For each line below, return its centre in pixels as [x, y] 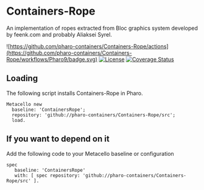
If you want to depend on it [58, 139]
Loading [22, 78]
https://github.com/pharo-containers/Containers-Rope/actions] [89, 46]
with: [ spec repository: [47, 175]
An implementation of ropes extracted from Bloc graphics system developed [102, 28]
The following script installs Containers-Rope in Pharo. [75, 93]
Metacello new [24, 104]
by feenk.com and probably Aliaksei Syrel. [59, 34]
